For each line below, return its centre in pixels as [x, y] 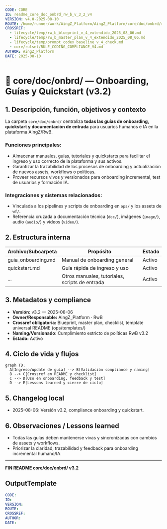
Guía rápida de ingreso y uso [95, 268]
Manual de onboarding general [97, 260]
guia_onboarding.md [32, 260]
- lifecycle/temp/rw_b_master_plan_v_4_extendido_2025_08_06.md [78, 38]
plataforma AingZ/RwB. [29, 132]
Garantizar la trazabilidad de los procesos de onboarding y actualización [86, 166]
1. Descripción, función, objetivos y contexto [76, 109]
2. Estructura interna [38, 238]
